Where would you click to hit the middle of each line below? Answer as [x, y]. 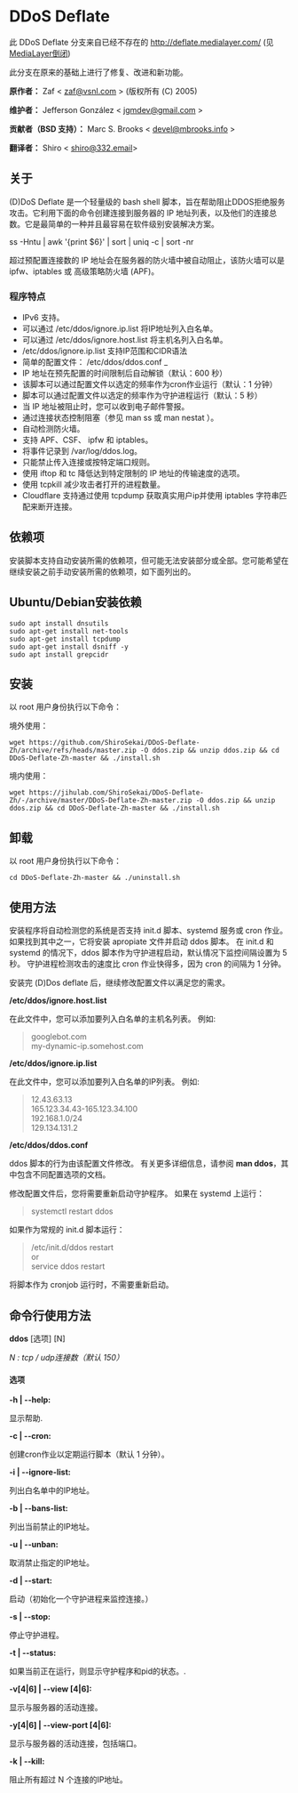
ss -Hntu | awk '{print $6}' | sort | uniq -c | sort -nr [102, 241]
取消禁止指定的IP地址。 [52, 1563]
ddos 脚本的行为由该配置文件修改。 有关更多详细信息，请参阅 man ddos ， [145, 1164]
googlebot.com [59, 1037]
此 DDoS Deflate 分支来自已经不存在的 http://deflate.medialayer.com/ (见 [141, 42]
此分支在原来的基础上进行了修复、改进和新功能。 [98, 72]
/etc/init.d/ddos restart [72, 1248]
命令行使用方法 [50, 1316]
